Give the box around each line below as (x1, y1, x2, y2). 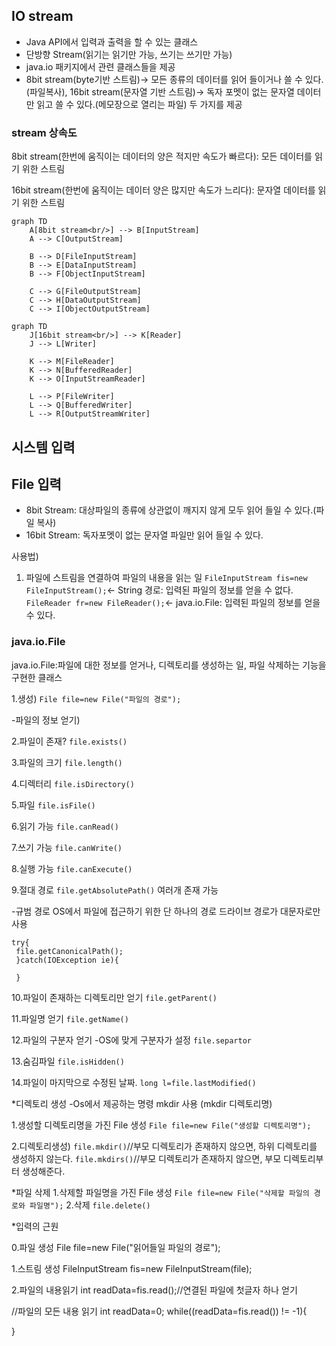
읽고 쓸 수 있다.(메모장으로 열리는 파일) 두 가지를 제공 (36, 98, 243, 110)
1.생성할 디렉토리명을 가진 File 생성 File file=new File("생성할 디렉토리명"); (11, 1119, 312, 1131)
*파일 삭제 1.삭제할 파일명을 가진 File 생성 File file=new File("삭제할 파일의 (11, 1186, 310, 1198)
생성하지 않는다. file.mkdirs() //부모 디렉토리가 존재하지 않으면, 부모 (11, 1152, 282, 1164)
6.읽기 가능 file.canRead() (11, 820, 119, 832)
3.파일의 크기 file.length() (11, 756, 123, 768)
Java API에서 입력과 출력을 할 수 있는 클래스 (25, 35, 199, 48)
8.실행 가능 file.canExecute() (11, 862, 133, 874)
